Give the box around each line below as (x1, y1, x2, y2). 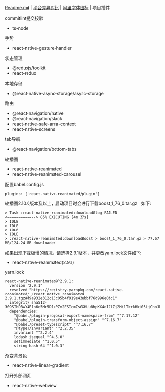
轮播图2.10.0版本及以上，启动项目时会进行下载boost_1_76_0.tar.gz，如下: (5, 200, 151, 206)
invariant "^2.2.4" (14, 330, 54, 335)
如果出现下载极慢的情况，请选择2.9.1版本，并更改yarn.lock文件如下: (5, 250, 142, 256)
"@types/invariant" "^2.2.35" (14, 326, 76, 331)
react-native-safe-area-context (12, 121, 76, 127)
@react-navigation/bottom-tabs (12, 146, 77, 152)
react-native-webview (12, 383, 57, 388)
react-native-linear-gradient (12, 362, 69, 368)
